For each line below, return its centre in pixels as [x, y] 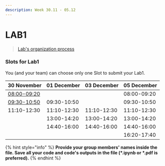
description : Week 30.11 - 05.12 [40, 10]
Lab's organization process [46, 49]
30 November [25, 85]
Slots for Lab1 [22, 62]
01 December [63, 85]
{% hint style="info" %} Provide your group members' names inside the [81, 147]
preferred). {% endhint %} [33, 158]
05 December [140, 85]
